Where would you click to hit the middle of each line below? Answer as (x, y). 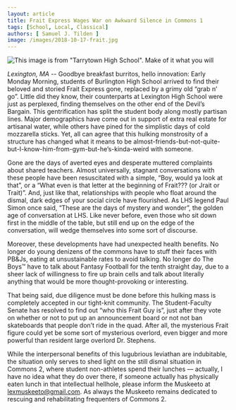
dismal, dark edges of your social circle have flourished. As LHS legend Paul (118, 200)
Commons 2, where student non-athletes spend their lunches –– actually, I (115, 369)
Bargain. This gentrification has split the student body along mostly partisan (117, 112)
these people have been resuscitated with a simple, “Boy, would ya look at (115, 178)
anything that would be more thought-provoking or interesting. (98, 282)
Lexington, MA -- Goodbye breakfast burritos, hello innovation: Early (107, 74)
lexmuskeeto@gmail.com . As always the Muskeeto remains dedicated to (112, 392)
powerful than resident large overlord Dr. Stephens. (82, 341)
